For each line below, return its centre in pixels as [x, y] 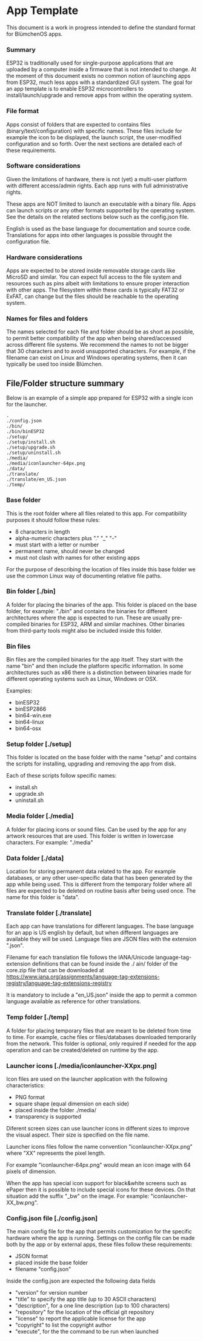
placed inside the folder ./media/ [56, 1110]
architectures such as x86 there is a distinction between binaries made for [99, 672]
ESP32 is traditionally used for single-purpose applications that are [90, 63]
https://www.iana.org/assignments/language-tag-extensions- [83, 977]
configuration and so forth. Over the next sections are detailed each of [94, 144]
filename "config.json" [43, 1269]
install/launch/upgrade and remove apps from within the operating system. [99, 96]
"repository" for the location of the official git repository [85, 1312]
